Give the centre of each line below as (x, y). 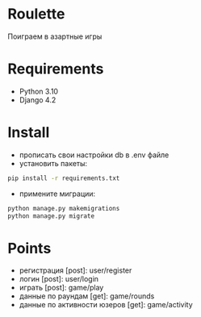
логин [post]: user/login (59, 279)
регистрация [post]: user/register (75, 270)
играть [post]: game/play (61, 288)
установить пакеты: (53, 163)
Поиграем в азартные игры (55, 36)
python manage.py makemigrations (64, 208)
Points (29, 248)
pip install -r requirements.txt (64, 178)
